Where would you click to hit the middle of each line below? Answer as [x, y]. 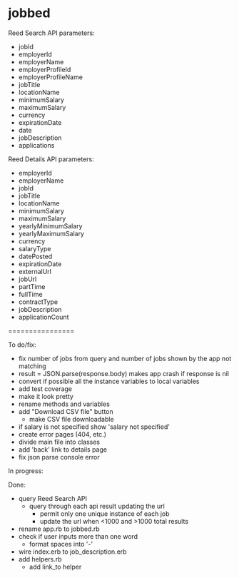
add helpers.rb [40, 559]
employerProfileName [50, 77]
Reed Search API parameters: [51, 33]
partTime [32, 286]
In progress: [26, 471]
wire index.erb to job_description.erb [72, 552]
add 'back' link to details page [63, 449]
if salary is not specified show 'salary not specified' [94, 427]
